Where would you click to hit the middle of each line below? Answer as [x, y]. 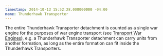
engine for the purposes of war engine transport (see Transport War [73, 33]
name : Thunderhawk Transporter [37, 14]
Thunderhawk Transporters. [33, 48]
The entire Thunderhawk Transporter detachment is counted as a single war [81, 28]
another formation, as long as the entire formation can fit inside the [72, 43]
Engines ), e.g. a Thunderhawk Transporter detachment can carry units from [81, 38]
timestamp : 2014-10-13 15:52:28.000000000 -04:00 [56, 9]
